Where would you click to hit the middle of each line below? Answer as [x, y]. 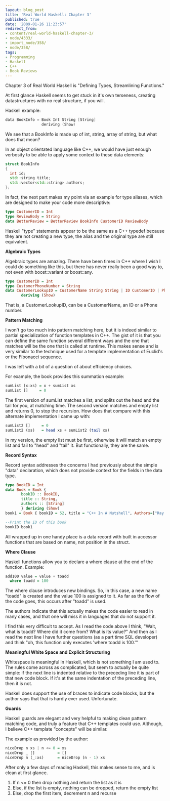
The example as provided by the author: [47, 739]
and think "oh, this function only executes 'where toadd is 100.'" [72, 643]
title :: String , [39, 499]
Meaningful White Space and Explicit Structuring [58, 652]
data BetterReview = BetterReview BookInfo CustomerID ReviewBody [77, 221]
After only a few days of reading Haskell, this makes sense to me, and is [80, 767]
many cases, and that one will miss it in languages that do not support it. [80, 617]
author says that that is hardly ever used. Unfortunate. [61, 699]
